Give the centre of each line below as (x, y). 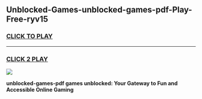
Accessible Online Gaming (40, 89)
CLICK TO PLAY (29, 37)
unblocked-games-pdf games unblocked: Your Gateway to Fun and (92, 83)
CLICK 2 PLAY (27, 59)
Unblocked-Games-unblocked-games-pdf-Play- (99, 10)
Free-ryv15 (27, 19)
